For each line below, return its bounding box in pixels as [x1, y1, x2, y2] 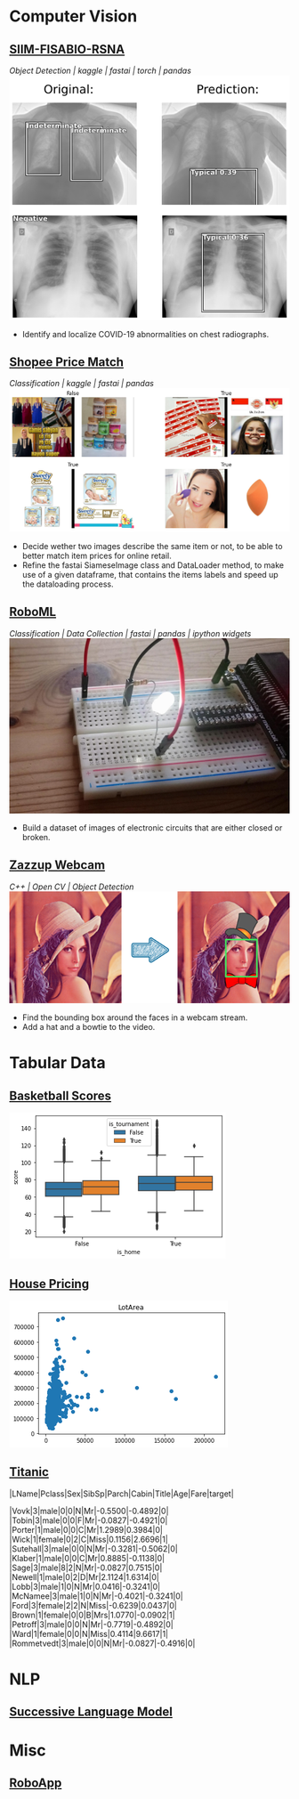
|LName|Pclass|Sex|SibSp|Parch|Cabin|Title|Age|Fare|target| [9, 1488, 234, 1499]
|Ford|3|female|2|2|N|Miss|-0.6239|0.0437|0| [9, 1600, 178, 1610]
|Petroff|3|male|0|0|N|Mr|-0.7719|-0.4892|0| [9, 1618, 174, 1630]
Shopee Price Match [9, 354, 125, 370]
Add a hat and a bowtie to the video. [21, 1022, 156, 1033]
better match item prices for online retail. [21, 550, 172, 561]
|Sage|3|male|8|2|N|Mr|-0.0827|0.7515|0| [9, 1562, 163, 1573]
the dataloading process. [21, 579, 114, 589]
